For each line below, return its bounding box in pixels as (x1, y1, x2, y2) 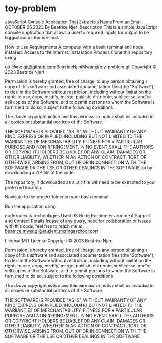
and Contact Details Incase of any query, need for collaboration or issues (5, 218, 151, 224)
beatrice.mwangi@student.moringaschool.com (5, 228, 99, 234)
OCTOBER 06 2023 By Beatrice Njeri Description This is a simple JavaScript (5, 24, 157, 30)
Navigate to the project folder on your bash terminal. (5, 193, 110, 200)
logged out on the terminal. (5, 35, 59, 40)
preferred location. (5, 184, 43, 190)
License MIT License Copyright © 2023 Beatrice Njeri (5, 237, 113, 244)
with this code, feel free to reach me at (5, 223, 82, 229)
